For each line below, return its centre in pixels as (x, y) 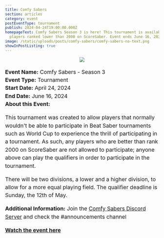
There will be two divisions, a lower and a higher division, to (81, 179)
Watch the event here (33, 230)
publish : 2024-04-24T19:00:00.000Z (41, 28)
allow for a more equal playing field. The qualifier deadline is (81, 187)
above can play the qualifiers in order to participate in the (77, 158)
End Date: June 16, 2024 (36, 96)
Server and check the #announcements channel (66, 217)
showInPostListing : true (30, 46)
